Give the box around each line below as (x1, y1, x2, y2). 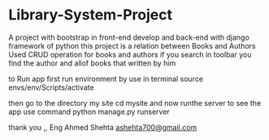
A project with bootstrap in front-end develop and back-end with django (8, 32, 249, 42)
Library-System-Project (8, 6, 173, 24)
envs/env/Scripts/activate (8, 83, 95, 92)
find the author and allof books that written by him (8, 58, 176, 68)
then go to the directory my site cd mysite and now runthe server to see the (8, 98, 262, 108)
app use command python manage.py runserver (8, 107, 171, 117)
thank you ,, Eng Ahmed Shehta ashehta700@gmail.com (8, 122, 197, 132)
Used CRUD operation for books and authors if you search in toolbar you (8, 49, 252, 59)
